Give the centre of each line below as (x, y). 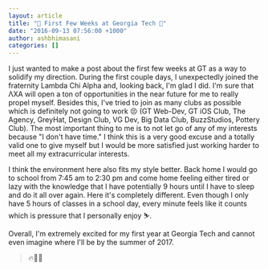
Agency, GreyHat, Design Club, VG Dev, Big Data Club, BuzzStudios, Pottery (134, 120)
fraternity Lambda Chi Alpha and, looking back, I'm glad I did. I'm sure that (131, 86)
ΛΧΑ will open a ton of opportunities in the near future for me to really (124, 94)
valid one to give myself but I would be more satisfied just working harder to (134, 145)
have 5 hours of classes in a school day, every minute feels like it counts (128, 204)
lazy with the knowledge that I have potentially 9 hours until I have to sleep (132, 186)
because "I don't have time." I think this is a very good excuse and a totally (132, 137)
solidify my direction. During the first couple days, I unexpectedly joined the (134, 77)
